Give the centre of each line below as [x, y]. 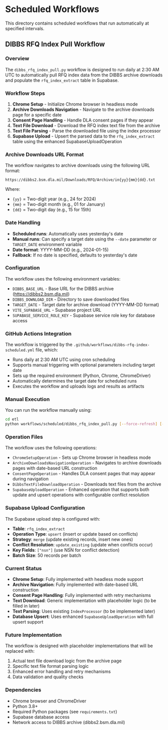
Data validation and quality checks [48, 677]
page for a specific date [37, 114]
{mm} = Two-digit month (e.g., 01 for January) [59, 204]
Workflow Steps [25, 93]
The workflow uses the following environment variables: [63, 279]
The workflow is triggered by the [39, 344]
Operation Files [24, 437]
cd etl [12, 419]
